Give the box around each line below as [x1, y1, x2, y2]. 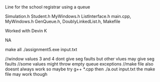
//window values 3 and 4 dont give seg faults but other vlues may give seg [5, 56, 155, 62]
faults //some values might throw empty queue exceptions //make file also [5, 61, 154, 67]
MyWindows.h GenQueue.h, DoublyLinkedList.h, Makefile [5, 19, 121, 24]
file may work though [5, 71, 48, 77]
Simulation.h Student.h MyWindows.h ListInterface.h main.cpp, [5, 14, 131, 19]
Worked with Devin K [5, 28, 47, 33]
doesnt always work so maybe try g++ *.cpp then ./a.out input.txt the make [5, 66, 156, 72]
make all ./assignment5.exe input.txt [5, 47, 77, 52]
